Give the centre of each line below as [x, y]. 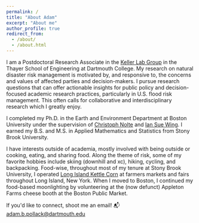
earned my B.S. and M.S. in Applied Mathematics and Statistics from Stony [98, 131]
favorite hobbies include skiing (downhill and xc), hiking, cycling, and [91, 161]
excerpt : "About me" [32, 23]
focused [16, 94]
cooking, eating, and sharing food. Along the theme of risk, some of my [94, 155]
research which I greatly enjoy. [44, 106]
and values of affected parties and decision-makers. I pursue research [93, 81]
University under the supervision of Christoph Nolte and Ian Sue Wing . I [94, 124]
